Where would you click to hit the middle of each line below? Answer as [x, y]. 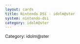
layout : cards [20, 9]
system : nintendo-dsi [27, 18]
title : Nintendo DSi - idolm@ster [40, 14]
